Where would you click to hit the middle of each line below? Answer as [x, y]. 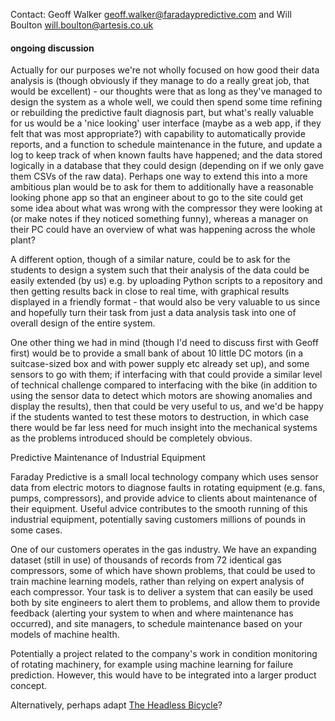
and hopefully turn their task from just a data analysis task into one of [153, 313]
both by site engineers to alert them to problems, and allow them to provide [165, 603]
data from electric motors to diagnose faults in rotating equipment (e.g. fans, [168, 488]
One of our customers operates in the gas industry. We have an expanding [163, 550]
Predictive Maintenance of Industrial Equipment [108, 458]
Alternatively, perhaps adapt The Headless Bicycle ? [116, 705]
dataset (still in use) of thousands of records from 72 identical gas [146, 560]
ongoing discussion [52, 48]
